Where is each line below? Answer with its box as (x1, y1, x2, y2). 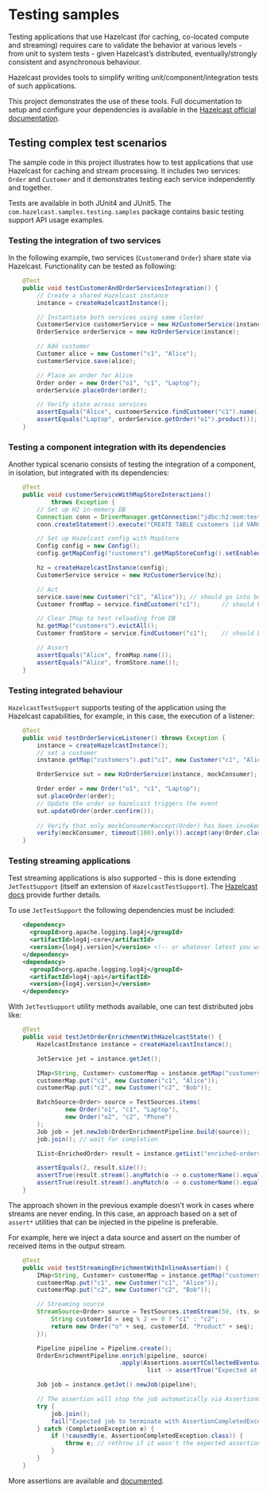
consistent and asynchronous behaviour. (8, 57, 141, 67)
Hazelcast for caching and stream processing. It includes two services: (8, 165, 241, 176)
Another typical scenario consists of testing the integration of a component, (8, 459, 257, 470)
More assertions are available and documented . (8, 1476, 164, 1485)
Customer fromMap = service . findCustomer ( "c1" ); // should (37, 600, 254, 609)
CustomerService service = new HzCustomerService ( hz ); (37, 571, 222, 579)
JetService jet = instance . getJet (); (37, 1054, 161, 1062)
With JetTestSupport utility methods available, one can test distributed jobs (8, 1002, 254, 1011)
